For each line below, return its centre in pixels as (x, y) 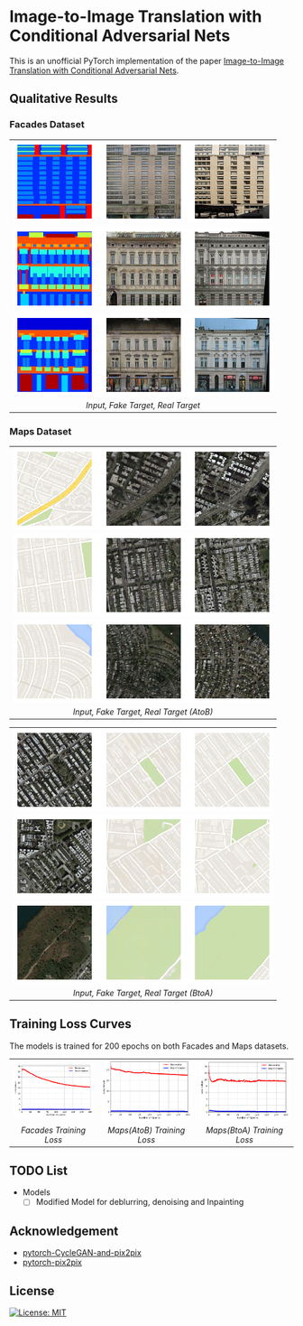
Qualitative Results (64, 99)
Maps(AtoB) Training (147, 1130)
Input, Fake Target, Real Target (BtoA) (143, 993)
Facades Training (54, 1130)
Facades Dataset (47, 125)
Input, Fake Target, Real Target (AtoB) (143, 712)
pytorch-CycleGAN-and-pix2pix (82, 1253)
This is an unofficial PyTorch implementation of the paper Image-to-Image (147, 61)
